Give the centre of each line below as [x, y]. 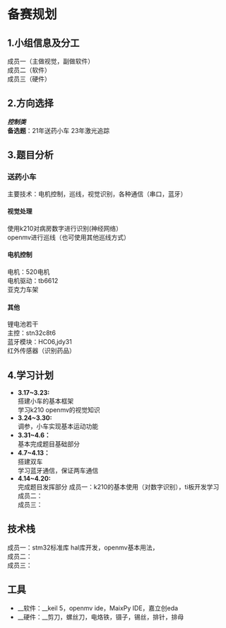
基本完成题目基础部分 [48, 444]
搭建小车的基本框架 [46, 401]
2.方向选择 [31, 103]
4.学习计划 [31, 375]
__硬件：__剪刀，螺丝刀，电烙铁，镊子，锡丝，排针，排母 [101, 617]
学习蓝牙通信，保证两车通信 [58, 470]
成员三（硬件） [29, 79]
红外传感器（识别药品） [41, 350]
